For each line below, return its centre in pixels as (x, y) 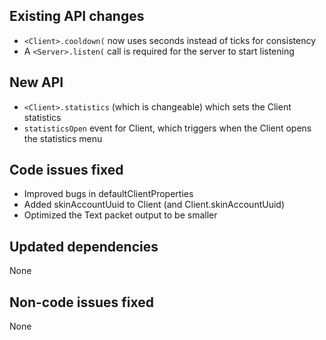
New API (36, 82)
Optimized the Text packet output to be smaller (120, 215)
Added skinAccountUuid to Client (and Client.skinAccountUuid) (154, 205)
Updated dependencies (84, 246)
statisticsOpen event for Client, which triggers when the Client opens (167, 128)
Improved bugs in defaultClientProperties (108, 194)
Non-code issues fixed (81, 302)
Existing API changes (77, 16)
